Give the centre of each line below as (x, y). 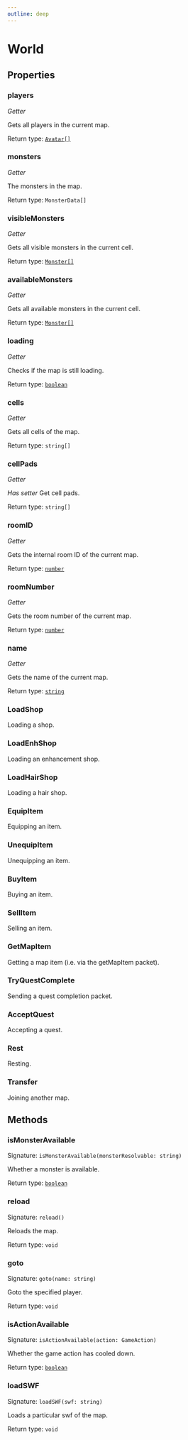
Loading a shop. (31, 725)
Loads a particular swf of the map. (57, 1415)
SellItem (22, 912)
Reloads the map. (33, 1230)
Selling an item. (30, 929)
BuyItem (22, 879)
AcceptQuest (31, 1014)
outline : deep (28, 14)
